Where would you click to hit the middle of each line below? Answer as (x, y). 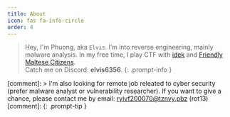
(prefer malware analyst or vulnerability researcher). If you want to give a (115, 91)
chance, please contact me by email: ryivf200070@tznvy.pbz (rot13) (108, 99)
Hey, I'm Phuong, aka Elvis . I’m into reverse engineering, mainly (119, 48)
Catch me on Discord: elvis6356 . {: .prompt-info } (98, 70)
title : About (27, 14)
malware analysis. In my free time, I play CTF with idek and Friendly (124, 55)
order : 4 (20, 27)
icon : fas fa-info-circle (46, 21)
